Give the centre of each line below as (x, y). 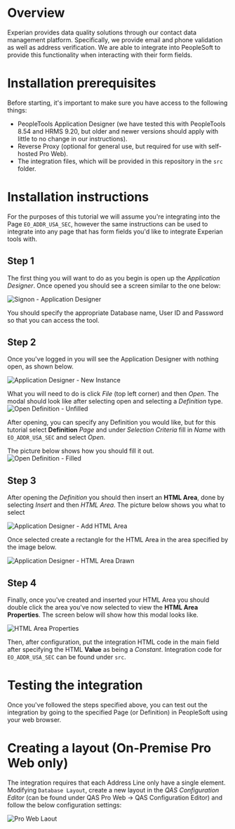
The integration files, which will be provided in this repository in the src (120, 161)
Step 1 (21, 261)
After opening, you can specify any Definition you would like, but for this (112, 423)
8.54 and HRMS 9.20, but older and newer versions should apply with (118, 131)
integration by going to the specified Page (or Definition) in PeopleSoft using (117, 712)
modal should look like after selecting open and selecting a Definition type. (115, 401)
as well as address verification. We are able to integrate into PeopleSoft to (114, 47)
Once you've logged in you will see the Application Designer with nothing (113, 359)
